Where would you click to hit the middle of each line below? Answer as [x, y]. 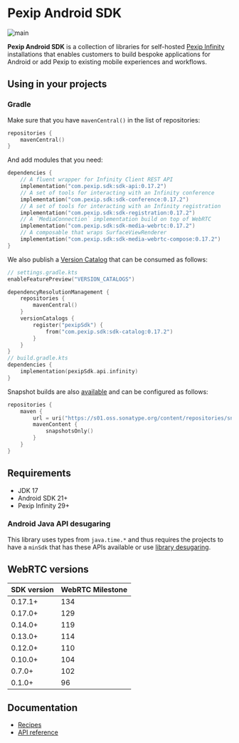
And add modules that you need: [55, 160]
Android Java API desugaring [59, 524]
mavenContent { [55, 425]
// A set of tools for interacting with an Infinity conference [117, 193]
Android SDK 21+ [43, 498]
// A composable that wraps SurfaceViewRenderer [94, 233]
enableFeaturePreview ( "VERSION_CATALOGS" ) [71, 279]
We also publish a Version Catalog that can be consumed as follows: [107, 259]
